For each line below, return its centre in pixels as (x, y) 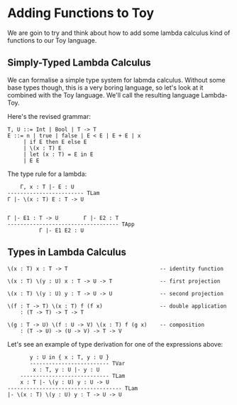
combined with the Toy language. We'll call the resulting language (104, 95)
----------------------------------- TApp (71, 224)
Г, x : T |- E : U (47, 186)
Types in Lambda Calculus (67, 252)
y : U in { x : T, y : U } (70, 357)
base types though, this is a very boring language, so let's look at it (105, 88)
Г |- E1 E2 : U (61, 230)
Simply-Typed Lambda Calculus (79, 63)
